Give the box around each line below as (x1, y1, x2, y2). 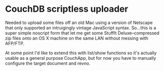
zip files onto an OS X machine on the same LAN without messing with (5, 35, 149, 41)
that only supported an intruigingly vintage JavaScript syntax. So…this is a (5, 24, 157, 30)
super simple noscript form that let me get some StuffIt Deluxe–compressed (5, 30, 160, 36)
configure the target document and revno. (5, 60, 90, 66)
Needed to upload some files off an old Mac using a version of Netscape (5, 20, 153, 25)
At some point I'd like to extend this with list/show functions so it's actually (5, 50, 157, 56)
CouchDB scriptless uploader (5, 3, 128, 15)
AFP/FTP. (5, 40, 25, 46)
